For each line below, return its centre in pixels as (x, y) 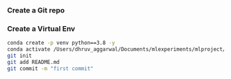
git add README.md (33, 62)
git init (20, 56)
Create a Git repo (36, 10)
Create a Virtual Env (41, 28)
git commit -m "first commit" (51, 68)
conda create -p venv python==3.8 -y (61, 43)
